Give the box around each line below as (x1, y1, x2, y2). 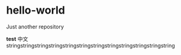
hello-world (6, 4, 66, 17)
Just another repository (6, 23, 65, 30)
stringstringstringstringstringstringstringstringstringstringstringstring (6, 42, 175, 49)
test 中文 (6, 35, 29, 42)
